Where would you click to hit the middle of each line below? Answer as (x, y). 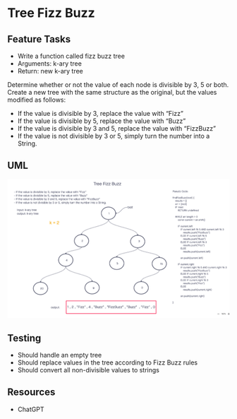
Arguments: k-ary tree (50, 64)
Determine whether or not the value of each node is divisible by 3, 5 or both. (118, 85)
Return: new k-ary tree (50, 71)
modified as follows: (37, 100)
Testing (24, 338)
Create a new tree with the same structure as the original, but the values (112, 92)
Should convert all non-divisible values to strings (89, 370)
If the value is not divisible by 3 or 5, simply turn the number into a (114, 136)
